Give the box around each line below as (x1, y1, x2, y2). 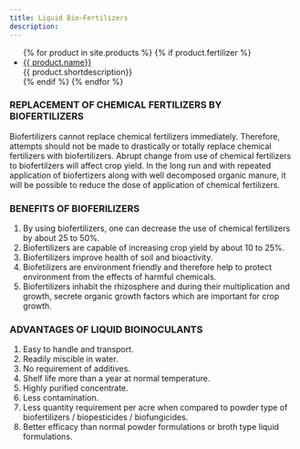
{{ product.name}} (22, 57, 92, 68)
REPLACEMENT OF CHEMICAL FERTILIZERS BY (9, 99, 222, 111)
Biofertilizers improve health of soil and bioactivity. (22, 252, 213, 263)
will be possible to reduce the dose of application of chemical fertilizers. (9, 179, 281, 190)
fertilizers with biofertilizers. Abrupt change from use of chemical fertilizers (9, 150, 292, 161)
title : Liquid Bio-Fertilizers (9, 13, 129, 23)
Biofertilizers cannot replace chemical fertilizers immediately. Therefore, (9, 131, 281, 141)
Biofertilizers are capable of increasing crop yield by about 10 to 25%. (22, 243, 285, 254)
